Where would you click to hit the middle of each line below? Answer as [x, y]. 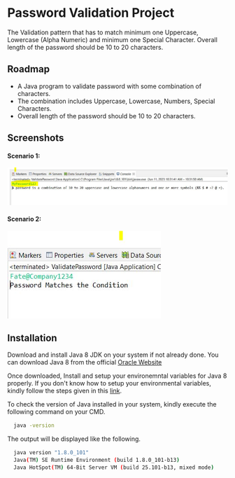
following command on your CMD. [56, 412]
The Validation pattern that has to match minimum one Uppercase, [103, 32]
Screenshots [36, 138]
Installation [32, 338]
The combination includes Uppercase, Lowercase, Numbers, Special [116, 101]
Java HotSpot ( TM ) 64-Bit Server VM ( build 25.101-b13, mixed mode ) [114, 467]
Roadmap [29, 69]
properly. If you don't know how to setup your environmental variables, [109, 383]
